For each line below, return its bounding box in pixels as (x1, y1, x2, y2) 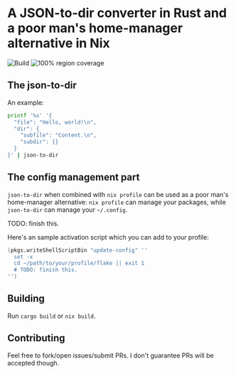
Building (7, 293, 45, 305)
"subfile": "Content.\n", (20, 132, 97, 139)
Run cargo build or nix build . (7, 311, 96, 320)
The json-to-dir (7, 80, 77, 92)
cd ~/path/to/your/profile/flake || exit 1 (14, 260, 144, 267)
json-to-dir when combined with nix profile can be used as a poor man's (7, 190, 229, 198)
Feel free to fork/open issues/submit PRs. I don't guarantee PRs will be (7, 351, 215, 360)
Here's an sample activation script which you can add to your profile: (7, 233, 210, 241)
